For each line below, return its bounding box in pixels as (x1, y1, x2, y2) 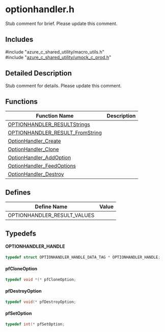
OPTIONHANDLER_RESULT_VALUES (8, 212, 95, 219)
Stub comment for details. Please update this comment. (5, 83, 122, 89)
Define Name (35, 203, 68, 210)
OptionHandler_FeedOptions (8, 162, 76, 169)
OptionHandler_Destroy (8, 171, 64, 178)
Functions (5, 97, 38, 106)
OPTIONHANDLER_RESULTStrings (8, 121, 90, 128)
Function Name (36, 112, 74, 119)
